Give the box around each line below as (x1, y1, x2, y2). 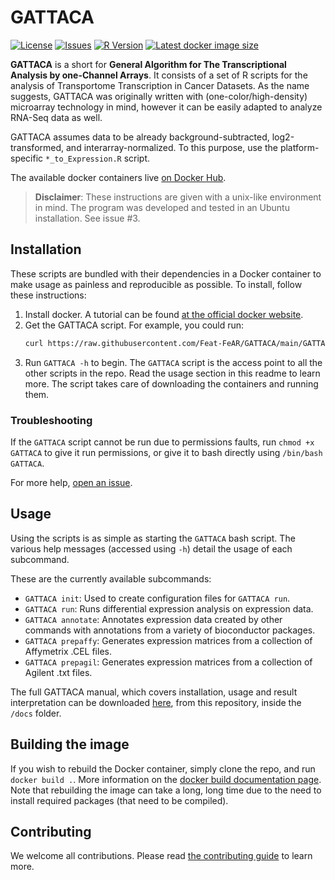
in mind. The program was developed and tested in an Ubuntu (34, 201, 290, 213)
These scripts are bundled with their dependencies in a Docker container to (10, 267, 322, 280)
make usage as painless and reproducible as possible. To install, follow (10, 278, 303, 290)
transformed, (10, 141, 65, 153)
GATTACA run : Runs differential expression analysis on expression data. (24, 602, 314, 615)
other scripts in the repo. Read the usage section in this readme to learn (24, 367, 321, 379)
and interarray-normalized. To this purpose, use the (65, 141, 278, 153)
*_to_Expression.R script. (45, 152, 151, 164)
